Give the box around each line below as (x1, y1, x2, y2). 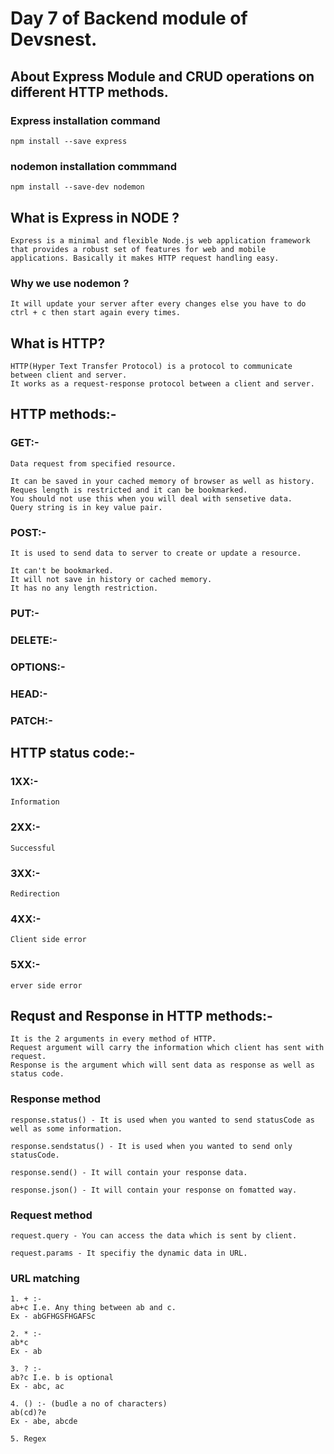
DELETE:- (10, 633, 58, 647)
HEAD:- (10, 687, 48, 701)
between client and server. (10, 370, 128, 381)
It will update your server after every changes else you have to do (10, 299, 307, 309)
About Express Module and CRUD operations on (10, 68, 315, 85)
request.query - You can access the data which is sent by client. (10, 1230, 298, 1241)
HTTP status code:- (10, 745, 136, 762)
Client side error (10, 935, 87, 945)
